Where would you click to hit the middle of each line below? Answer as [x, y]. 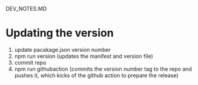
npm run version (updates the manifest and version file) [84, 56]
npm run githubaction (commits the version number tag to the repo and [103, 69]
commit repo [30, 62]
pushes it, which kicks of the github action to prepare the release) [97, 75]
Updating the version [60, 33]
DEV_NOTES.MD [26, 9]
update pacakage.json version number [63, 49]
